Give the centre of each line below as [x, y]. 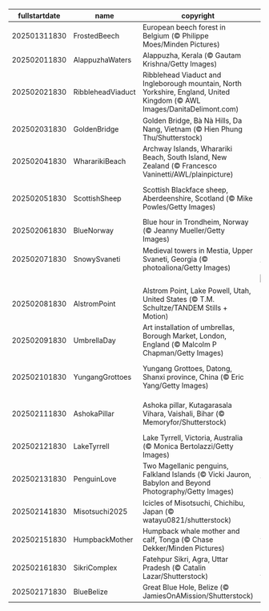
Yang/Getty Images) [176, 385]
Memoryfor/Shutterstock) [185, 422]
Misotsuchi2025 [100, 511]
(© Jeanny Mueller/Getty [184, 230]
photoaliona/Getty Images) [187, 267]
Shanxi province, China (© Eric [193, 377]
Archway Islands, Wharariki [188, 149]
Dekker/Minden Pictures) [184, 548]
